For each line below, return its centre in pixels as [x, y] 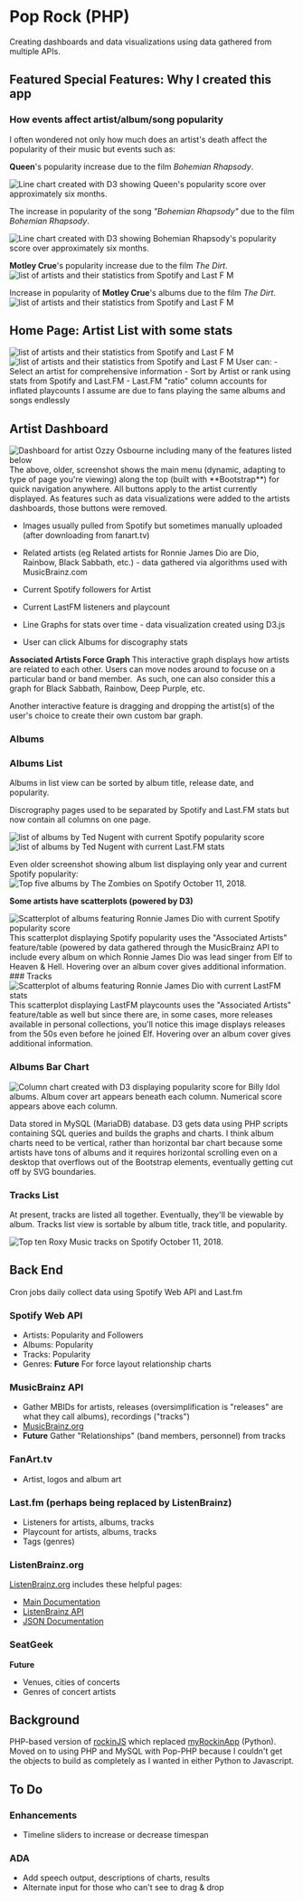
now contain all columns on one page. [80, 819]
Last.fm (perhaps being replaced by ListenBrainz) [121, 1502]
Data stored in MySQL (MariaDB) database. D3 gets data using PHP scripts [149, 1123]
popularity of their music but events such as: [93, 149]
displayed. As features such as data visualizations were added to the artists [150, 498]
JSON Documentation [63, 1622]
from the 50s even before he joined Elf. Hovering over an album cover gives [150, 1034]
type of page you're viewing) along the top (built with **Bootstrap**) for [145, 479]
